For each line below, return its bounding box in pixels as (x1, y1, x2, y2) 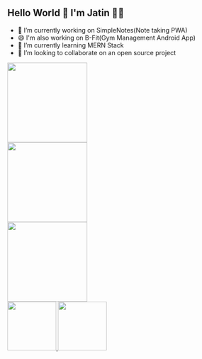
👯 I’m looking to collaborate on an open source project (17, 48, 176, 57)
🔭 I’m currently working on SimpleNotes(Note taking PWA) (17, 25, 188, 34)
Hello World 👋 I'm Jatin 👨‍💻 (7, 7, 125, 19)
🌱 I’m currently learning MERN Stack (17, 40, 124, 50)
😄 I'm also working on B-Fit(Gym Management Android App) (17, 33, 196, 42)
